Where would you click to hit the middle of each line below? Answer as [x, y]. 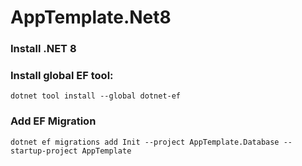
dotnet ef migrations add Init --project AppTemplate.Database [145, 142]
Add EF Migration [53, 121]
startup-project [44, 151]
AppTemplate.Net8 [91, 17]
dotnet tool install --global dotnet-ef [96, 96]
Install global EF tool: [62, 76]
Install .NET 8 [43, 49]
